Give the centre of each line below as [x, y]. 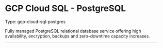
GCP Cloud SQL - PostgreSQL [65, 8]
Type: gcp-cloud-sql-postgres [35, 22]
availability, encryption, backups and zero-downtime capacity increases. [78, 36]
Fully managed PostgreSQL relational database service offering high [73, 31]
